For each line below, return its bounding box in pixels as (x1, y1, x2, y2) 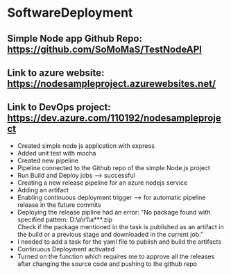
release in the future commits (17, 200, 102, 209)
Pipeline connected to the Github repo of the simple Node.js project (17, 163, 210, 172)
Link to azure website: (7, 67, 105, 78)
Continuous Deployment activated (17, 244, 115, 253)
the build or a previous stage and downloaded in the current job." (17, 230, 203, 238)
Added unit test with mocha (17, 149, 96, 157)
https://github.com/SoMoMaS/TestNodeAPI (7, 43, 203, 55)
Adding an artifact (17, 185, 69, 194)
